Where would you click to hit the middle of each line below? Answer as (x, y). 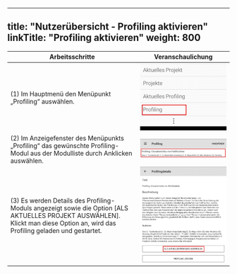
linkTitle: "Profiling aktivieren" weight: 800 (104, 38)
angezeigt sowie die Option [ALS (81, 208)
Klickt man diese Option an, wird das (63, 223)
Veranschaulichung (183, 57)
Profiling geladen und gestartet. (56, 230)
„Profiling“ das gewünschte (50, 145)
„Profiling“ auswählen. (43, 101)
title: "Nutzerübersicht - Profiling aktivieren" (108, 27)
